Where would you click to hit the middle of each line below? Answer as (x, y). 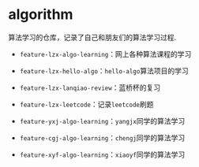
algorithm (41, 15)
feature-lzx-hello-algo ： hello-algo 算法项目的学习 (104, 71)
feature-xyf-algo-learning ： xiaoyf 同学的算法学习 (102, 154)
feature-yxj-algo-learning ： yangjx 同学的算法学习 (102, 121)
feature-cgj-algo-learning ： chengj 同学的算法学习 (102, 137)
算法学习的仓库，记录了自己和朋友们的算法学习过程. (92, 37)
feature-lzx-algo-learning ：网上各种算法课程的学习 (105, 54)
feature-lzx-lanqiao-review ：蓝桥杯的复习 (90, 87)
